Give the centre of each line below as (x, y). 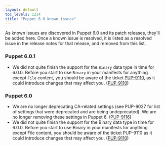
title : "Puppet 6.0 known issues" (41, 19)
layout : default (22, 10)
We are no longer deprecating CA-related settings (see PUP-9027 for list (86, 106)
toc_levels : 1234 (23, 14)
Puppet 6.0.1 (20, 56)
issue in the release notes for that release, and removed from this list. (76, 44)
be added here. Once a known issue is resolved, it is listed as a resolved (79, 38)
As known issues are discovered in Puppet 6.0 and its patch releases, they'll (82, 33)
